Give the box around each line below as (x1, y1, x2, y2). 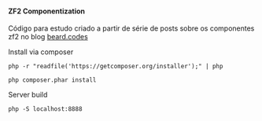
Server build (8, 90, 48, 100)
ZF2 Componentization (8, 6, 85, 16)
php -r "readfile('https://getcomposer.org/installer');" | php (8, 63, 223, 71)
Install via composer (8, 47, 74, 57)
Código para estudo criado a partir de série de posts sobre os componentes (8, 24, 255, 33)
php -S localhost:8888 (8, 105, 83, 113)
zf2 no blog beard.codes (8, 32, 88, 42)
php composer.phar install (8, 76, 97, 84)
